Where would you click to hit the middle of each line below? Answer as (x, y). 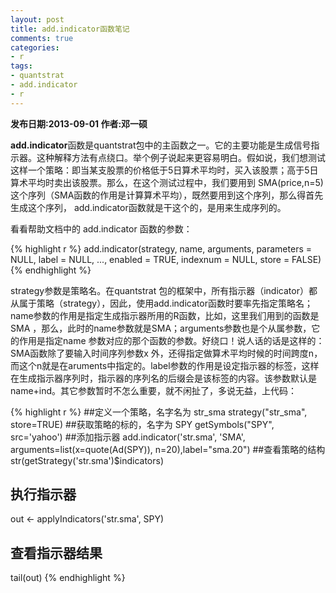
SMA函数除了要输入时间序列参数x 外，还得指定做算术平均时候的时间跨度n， (166, 353)
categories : (35, 47)
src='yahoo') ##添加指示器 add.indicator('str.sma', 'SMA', (128, 437)
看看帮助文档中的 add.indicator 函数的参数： (101, 228)
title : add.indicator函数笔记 (70, 29)
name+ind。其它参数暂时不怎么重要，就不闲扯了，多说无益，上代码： (154, 390)
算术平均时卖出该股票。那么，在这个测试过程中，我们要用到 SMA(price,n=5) (167, 182)
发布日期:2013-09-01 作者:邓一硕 (79, 123)
